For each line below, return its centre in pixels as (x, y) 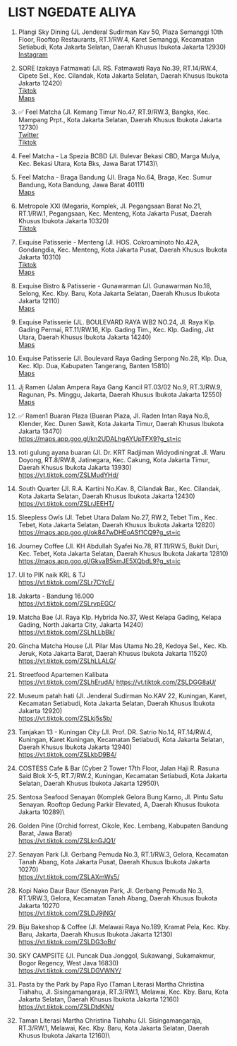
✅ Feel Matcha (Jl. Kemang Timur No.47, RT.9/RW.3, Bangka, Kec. (114, 112)
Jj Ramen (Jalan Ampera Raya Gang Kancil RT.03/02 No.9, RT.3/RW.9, (120, 387)
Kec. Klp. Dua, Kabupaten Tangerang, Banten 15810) (94, 365)
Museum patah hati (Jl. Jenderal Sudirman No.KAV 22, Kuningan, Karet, (122, 695)
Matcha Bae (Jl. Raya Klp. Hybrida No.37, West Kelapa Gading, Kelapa (120, 617)
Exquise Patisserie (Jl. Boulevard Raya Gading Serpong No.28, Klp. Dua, (123, 358)
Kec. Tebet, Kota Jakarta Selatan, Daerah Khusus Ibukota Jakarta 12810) (123, 553)
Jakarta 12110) (39, 300)
